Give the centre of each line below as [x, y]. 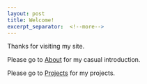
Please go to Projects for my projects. [61, 73]
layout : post [26, 14]
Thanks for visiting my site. [46, 47]
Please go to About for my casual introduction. [74, 60]
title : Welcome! [31, 20]
